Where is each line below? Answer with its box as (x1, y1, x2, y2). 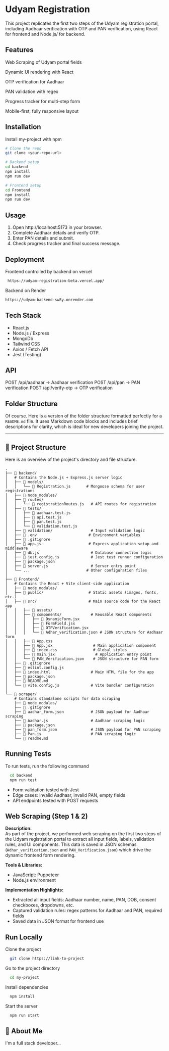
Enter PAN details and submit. (12, 235, 74, 241)
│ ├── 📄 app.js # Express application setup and (5, 541, 158, 546)
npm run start (10, 1013, 39, 1018)
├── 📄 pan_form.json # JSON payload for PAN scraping (14, 727, 161, 732)
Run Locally (5, 933, 43, 941)
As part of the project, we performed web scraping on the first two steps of (5, 831, 161, 837)
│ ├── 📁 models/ (5, 479, 44, 485)
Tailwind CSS (12, 341, 40, 347)
